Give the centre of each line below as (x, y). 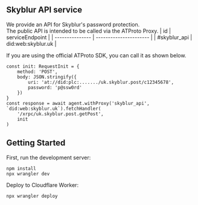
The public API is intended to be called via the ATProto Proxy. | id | (88, 31)
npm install (21, 168)
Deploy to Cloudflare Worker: (43, 185)
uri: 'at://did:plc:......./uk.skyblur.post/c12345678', (101, 82)
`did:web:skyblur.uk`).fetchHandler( (54, 109)
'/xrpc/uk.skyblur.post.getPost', (60, 114)
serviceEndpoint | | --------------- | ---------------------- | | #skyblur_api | (99, 37)
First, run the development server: (49, 157)
